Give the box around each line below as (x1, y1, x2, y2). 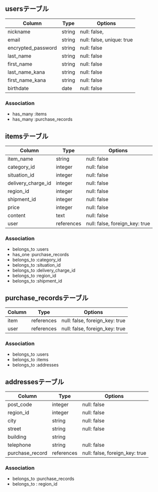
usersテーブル (5, 4, 49, 13)
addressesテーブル (5, 378, 64, 386)
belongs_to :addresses (12, 362, 59, 368)
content (7, 212, 26, 219)
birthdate (7, 85, 29, 92)
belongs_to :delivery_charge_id (12, 268, 76, 274)
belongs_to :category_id (12, 257, 61, 263)
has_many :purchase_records (12, 116, 73, 122)
